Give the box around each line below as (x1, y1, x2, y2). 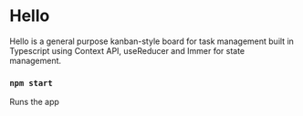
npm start (9, 78, 53, 88)
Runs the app (9, 97, 59, 108)
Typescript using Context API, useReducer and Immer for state (9, 45, 246, 56)
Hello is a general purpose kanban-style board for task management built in (9, 36, 295, 47)
